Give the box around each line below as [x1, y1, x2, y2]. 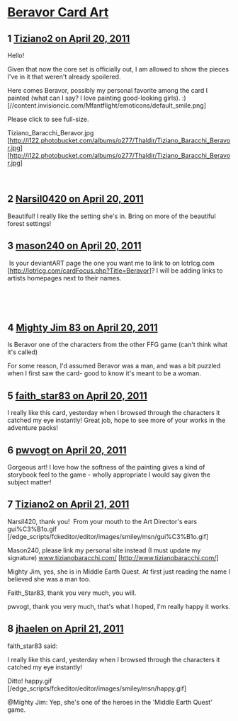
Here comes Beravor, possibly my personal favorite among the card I [7, 86, 208, 94]
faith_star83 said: [7, 642, 58, 650]
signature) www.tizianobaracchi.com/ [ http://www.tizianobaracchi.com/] [7, 553, 219, 562]
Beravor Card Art [7, 4, 109, 21]
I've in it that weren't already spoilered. [7, 72, 121, 81]
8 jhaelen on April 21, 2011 [7, 623, 124, 635]
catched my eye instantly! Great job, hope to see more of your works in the [7, 416, 226, 425]
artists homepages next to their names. [7, 273, 122, 282]
